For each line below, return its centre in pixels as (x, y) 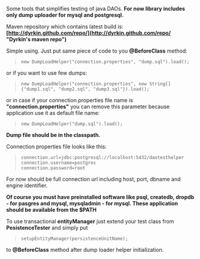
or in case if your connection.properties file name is (70, 100)
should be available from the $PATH (51, 210)
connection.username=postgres (59, 163)
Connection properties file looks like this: (56, 147)
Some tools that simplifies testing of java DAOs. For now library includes (96, 9)
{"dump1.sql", (38, 89)
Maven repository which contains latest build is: (65, 27)
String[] (160, 84)
